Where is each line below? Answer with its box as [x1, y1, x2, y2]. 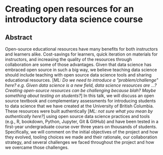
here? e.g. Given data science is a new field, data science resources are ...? [5, 82, 157, 88]
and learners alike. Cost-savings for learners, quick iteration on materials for [5, 51, 158, 57]
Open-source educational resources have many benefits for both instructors [5, 46, 158, 52]
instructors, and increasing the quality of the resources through [5, 57, 132, 62]
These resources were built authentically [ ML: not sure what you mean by [5, 108, 153, 114]
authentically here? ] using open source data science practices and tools [5, 114, 150, 119]
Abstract [5, 33, 33, 41]
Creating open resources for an [5, 3, 134, 15]
